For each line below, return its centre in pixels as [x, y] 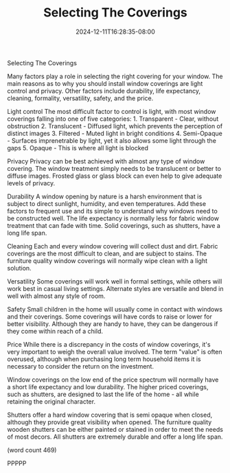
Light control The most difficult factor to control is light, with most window [112, 111]
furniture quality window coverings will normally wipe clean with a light [107, 261]
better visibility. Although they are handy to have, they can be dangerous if [113, 323]
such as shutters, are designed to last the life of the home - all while [103, 394]
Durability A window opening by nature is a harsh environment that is [105, 196]
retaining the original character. [51, 401]
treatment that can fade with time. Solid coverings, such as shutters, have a [114, 225]
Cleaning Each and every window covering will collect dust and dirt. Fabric [113, 246]
